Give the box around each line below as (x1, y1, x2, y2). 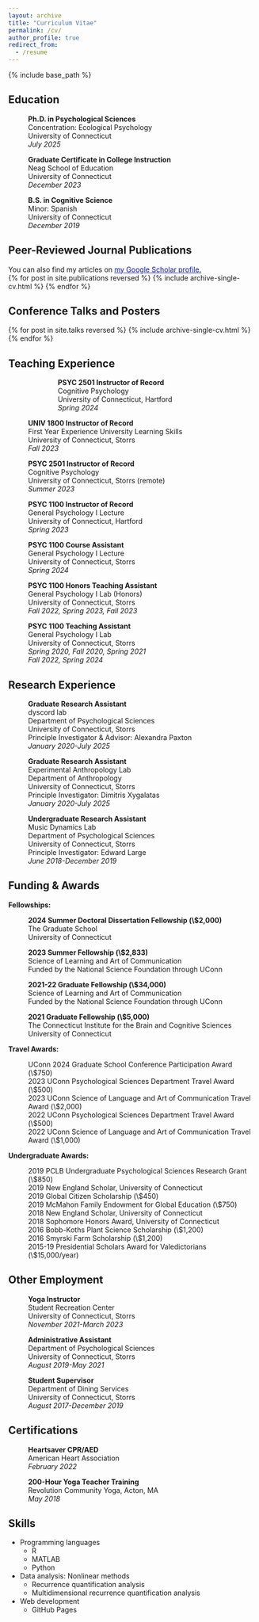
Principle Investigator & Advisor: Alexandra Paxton (28, 733, 192, 742)
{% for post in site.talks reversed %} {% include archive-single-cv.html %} (8, 326, 251, 335)
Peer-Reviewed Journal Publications (8, 243, 192, 258)
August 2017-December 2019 (28, 1400, 124, 1410)
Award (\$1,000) (28, 1135, 81, 1145)
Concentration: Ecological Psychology (28, 122, 153, 132)
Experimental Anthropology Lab (28, 765, 131, 775)
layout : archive (8, 11, 62, 20)
